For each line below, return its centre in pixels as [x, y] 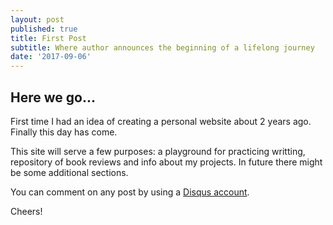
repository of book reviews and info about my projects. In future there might [166, 162]
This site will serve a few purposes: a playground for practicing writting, [158, 151]
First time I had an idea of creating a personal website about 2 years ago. [161, 121]
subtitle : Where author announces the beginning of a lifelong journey [162, 47]
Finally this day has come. [64, 132]
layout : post [37, 19]
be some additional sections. [69, 172]
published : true [44, 29]
